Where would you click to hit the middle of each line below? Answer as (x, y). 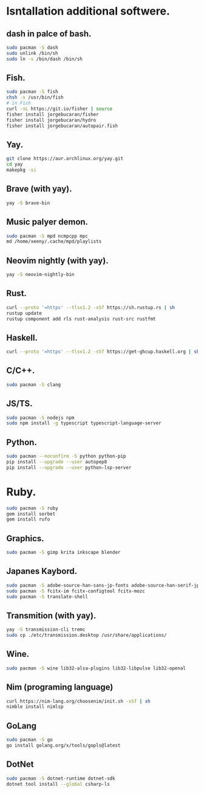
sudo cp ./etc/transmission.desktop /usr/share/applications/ (87, 635)
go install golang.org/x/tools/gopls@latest (63, 745)
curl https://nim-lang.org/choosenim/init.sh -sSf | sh (78, 701)
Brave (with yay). (39, 189)
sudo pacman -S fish (32, 92)
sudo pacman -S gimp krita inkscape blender (63, 552)
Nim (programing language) (60, 687)
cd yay (15, 164)
